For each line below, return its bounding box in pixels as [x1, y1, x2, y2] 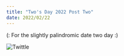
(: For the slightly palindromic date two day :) [6, 31, 119, 38]
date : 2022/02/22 [6, 15, 50, 21]
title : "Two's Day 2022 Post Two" [6, 9, 94, 15]
